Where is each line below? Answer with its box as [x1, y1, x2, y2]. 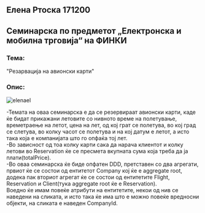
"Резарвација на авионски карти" [6, 67, 95, 75]
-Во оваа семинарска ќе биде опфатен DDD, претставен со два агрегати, [6, 160, 199, 168]
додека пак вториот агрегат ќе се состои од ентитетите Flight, [6, 174, 170, 181]
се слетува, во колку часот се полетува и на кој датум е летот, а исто [6, 128, 190, 135]
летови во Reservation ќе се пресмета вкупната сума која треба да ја [6, 148, 188, 155]
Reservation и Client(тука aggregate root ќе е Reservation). [6, 180, 158, 187]
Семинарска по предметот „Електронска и [6, 26, 182, 36]
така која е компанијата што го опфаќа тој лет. [6, 135, 128, 142]
